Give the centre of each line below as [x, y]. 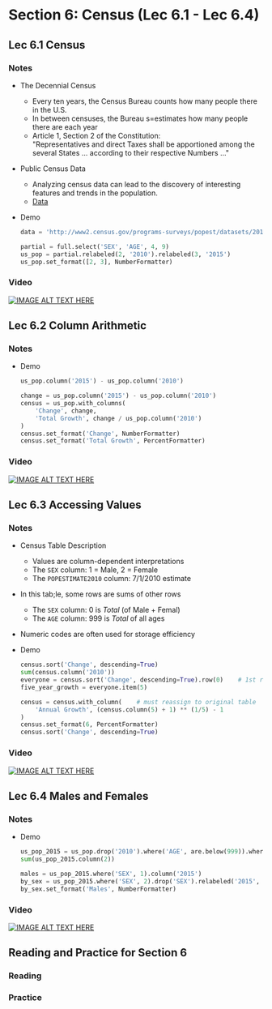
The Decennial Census [58, 85]
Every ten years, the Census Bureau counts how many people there [144, 101]
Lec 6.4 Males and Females [79, 796]
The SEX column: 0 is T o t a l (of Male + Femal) [106, 610]
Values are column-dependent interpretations [108, 562]
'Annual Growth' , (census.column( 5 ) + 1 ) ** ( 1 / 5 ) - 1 [130, 710]
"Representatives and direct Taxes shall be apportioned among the [143, 144]
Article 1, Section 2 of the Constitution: [96, 135]
